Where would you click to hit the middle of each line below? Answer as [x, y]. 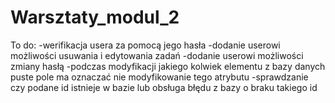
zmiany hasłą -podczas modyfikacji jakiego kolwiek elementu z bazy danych [168, 66]
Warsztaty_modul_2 [95, 17]
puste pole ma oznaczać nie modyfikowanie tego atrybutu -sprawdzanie [159, 77]
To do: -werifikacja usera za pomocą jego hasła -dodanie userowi [145, 45]
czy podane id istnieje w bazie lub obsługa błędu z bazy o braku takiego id [164, 87]
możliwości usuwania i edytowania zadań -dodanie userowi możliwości [157, 55]
